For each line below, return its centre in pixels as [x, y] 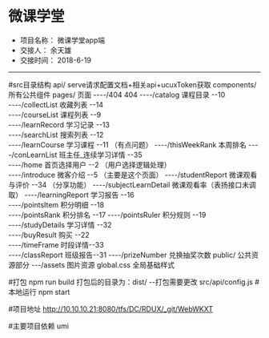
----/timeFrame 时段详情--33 [56, 244]
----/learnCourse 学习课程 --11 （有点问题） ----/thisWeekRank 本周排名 [127, 144]
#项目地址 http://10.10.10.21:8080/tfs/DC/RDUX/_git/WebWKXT [111, 308]
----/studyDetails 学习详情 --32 [60, 224]
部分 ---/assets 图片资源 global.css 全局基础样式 [94, 264]
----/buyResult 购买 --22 [49, 235]
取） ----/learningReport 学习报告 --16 [71, 195]
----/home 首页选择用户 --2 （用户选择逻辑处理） [90, 164]
